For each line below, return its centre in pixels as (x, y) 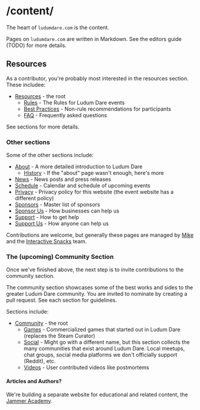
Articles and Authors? (34, 381)
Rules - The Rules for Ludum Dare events (74, 102)
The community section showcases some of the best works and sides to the (100, 287)
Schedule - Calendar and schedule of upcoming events (82, 186)
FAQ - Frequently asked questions (65, 115)
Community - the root (41, 323)
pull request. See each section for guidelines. (62, 300)
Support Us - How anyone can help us (62, 224)
